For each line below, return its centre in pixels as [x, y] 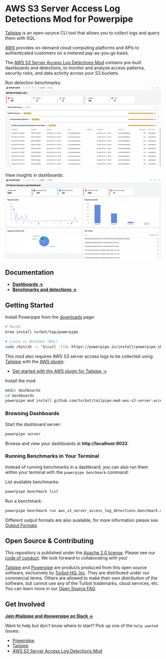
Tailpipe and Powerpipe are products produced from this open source [76, 567]
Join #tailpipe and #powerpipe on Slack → [49, 616]
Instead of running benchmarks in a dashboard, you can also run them [77, 467]
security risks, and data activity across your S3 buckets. [62, 73]
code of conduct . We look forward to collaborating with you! [66, 558]
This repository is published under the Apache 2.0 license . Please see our [80, 553]
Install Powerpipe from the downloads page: [50, 317]
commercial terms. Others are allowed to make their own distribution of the [81, 578]
